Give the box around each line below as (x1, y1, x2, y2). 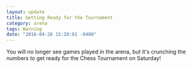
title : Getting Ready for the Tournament (6, 15, 113, 21)
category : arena (6, 20, 48, 26)
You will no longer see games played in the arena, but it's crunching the (6, 48, 186, 55)
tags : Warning (6, 25, 43, 32)
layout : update (6, 8, 45, 15)
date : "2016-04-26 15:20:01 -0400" (6, 32, 97, 38)
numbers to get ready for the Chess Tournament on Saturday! (6, 55, 162, 62)
